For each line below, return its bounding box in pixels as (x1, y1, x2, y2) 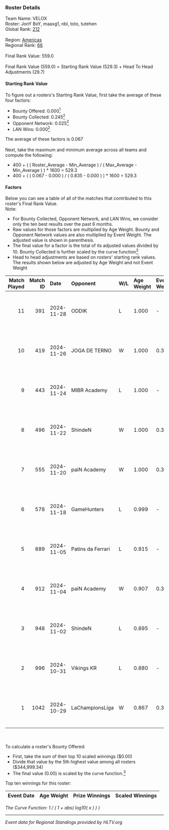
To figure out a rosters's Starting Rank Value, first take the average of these (5, 92, 162, 98)
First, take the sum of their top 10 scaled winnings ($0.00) (12, 753, 132, 759)
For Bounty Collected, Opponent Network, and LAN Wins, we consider (12, 216, 158, 222)
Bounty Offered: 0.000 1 (12, 107, 61, 114)
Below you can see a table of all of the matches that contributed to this (5, 196, 152, 202)
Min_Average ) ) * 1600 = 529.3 (12, 167, 77, 173)
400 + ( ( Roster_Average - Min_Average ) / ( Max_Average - (12, 162, 137, 168)
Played (8, 283, 25, 290)
